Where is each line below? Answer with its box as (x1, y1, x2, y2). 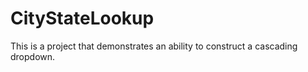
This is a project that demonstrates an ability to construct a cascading (10, 40, 298, 52)
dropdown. (10, 50, 56, 62)
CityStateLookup (10, 7, 155, 30)
